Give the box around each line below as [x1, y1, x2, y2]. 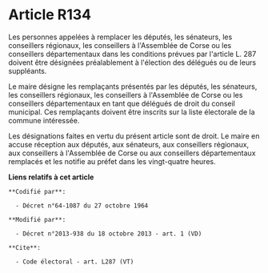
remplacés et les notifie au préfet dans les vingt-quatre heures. [8, 156, 216, 166]
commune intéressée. [8, 115, 80, 125]
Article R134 [8, 6, 92, 24]
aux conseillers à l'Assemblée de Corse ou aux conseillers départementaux [8, 148, 256, 158]
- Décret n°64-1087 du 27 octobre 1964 [15, 202, 149, 210]
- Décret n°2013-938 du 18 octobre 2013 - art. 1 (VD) [15, 230, 202, 238]
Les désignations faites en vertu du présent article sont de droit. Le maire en [8, 130, 260, 141]
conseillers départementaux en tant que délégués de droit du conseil [8, 98, 236, 108]
